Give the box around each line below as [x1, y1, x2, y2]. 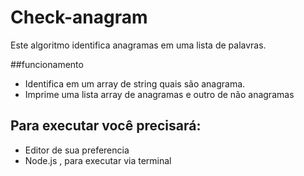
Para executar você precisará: [10, 117, 202, 135]
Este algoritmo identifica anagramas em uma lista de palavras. [10, 39, 267, 51]
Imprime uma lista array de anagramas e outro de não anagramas [24, 88, 295, 100]
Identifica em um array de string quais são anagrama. [24, 77, 246, 90]
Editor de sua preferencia [24, 144, 130, 156]
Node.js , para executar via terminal [24, 154, 172, 166]
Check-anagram [10, 6, 148, 29]
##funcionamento [10, 58, 84, 70]
